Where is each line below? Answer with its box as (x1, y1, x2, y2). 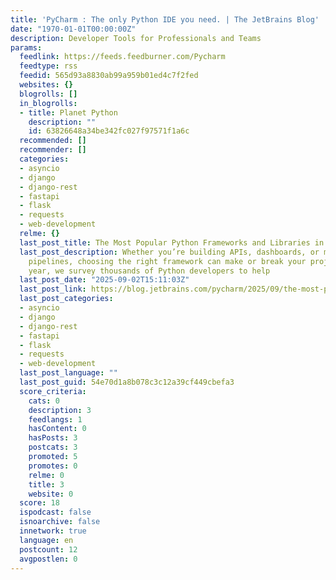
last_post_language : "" (19, 368, 118, 378)
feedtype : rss (19, 61, 78, 71)
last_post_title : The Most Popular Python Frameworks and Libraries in (19, 237, 325, 248)
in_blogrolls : (19, 98, 78, 108)
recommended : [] (19, 136, 87, 146)
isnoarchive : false (19, 517, 101, 527)
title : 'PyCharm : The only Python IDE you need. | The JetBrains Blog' (10, 14, 320, 25)
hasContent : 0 (28, 424, 87, 434)
